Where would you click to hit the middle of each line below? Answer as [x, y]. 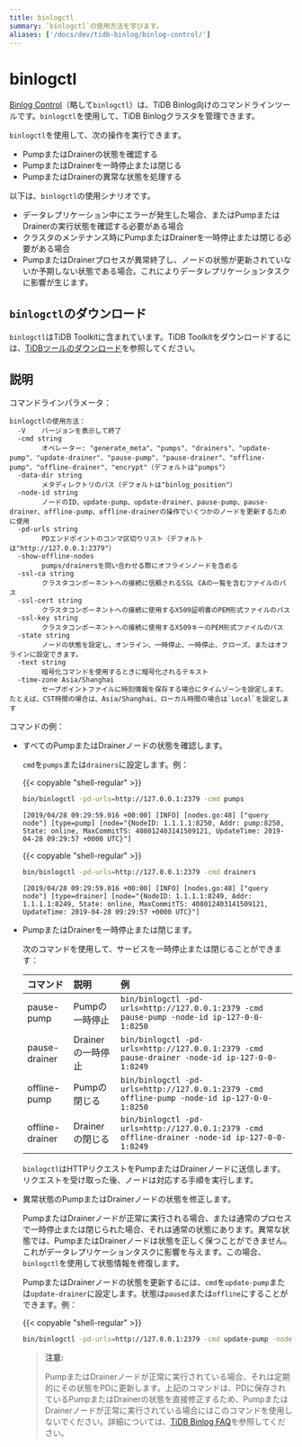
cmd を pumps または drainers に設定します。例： [105, 764]
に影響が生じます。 [58, 282]
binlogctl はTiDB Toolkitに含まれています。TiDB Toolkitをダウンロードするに [151, 337]
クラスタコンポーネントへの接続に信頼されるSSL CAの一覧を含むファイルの [161, 583]
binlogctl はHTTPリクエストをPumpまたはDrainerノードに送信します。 [154, 1168]
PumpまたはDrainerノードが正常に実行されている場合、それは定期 [167, 1376]
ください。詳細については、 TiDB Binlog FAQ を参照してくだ [177, 1421]
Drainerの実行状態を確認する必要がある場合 [103, 227]
